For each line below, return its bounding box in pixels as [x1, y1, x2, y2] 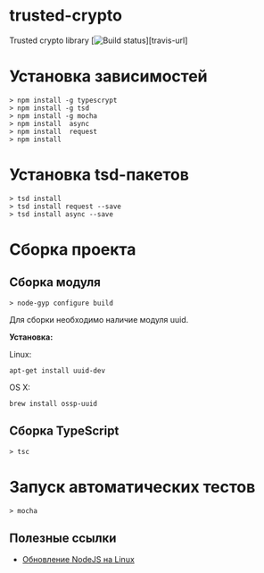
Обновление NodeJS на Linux [21, 554, 136, 565]
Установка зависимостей [9, 66, 208, 87]
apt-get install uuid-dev [9, 366, 105, 375]
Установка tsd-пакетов [9, 164, 190, 185]
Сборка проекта [9, 240, 136, 259]
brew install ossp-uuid [9, 399, 98, 408]
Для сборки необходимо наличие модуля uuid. [9, 314, 189, 324]
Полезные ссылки [9, 530, 117, 545]
